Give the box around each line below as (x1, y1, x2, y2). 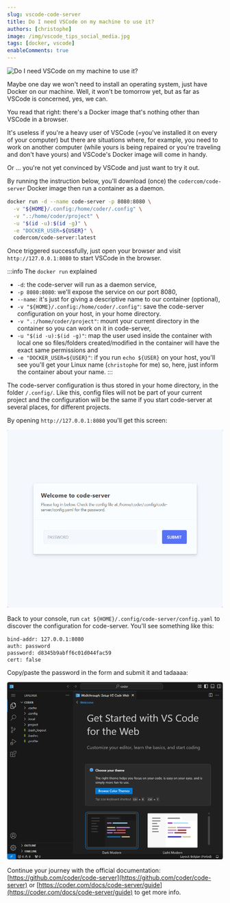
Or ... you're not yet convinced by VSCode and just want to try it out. (7, 164, 200, 171)
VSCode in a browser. (7, 115, 68, 123)
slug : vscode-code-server (7, 11, 81, 18)
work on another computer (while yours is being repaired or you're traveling (7, 143, 221, 151)
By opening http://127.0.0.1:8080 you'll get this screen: (7, 417, 168, 425)
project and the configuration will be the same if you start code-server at (7, 396, 212, 404)
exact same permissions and (16, 346, 99, 354)
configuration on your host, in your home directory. (16, 310, 162, 318)
